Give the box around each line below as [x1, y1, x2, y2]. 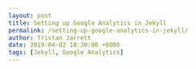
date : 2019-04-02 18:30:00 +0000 [8, 41, 120, 49]
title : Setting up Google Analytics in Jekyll [8, 19, 167, 27]
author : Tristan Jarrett [8, 33, 92, 42]
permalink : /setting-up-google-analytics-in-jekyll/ [8, 26, 189, 34]
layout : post [8, 11, 52, 20]
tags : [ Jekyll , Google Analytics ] [8, 48, 125, 56]
